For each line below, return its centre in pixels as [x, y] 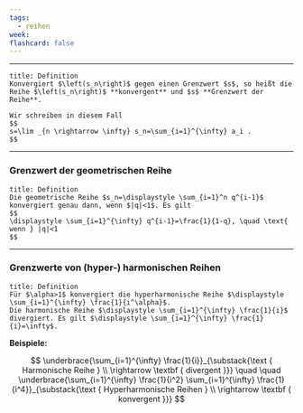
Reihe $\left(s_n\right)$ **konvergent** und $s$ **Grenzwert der [137, 92]
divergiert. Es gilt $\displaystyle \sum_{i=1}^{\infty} [119, 318]
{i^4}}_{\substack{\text [54, 389]
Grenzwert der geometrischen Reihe [91, 171]
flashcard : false [42, 43]
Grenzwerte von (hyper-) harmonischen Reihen [115, 268]
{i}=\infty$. [34, 326]
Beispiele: [28, 343]
